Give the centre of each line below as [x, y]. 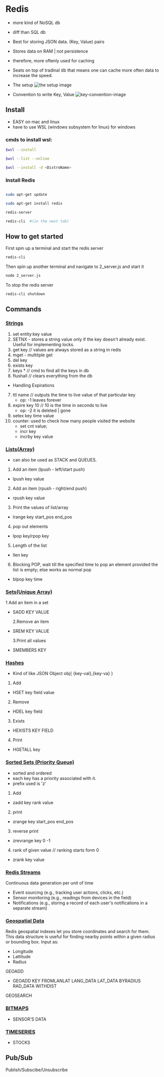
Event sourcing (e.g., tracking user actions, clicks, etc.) [68, 892]
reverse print [25, 831]
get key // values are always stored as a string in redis [67, 350]
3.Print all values [29, 641]
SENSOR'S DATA [30, 1019]
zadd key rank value [33, 802]
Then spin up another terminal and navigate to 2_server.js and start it [75, 267]
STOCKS [21, 1042]
